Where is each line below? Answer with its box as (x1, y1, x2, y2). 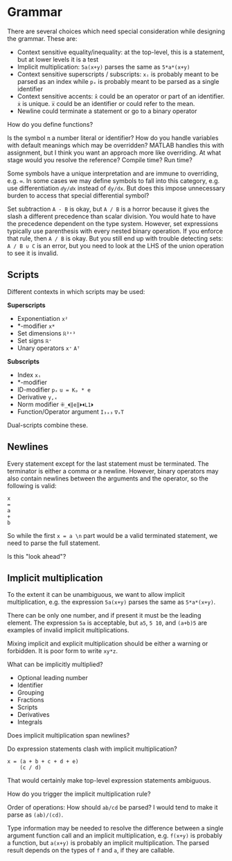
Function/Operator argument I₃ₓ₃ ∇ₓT (17, 407, 125, 416)
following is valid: (7, 481, 57, 489)
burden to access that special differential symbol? (7, 191, 150, 200)
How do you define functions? (7, 120, 93, 128)
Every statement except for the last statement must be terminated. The (7, 459, 209, 468)
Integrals (17, 718, 43, 727)
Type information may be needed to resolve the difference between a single (7, 824, 224, 833)
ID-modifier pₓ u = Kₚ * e (17, 385, 91, 394)
